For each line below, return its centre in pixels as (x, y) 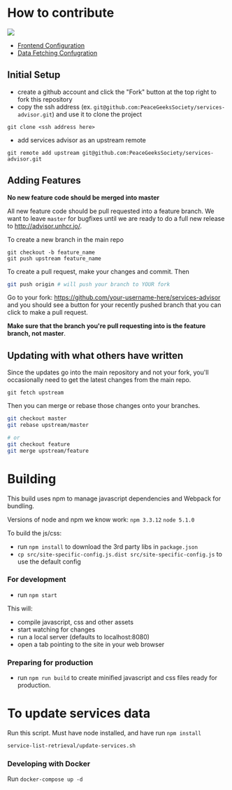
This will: (20, 608)
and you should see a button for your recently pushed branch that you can (114, 305)
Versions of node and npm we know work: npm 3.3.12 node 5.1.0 (101, 519)
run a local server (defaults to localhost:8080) (84, 636)
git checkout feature (39, 444)
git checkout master (37, 418)
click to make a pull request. (48, 313)
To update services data (79, 714)
